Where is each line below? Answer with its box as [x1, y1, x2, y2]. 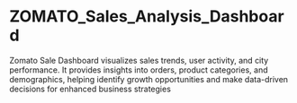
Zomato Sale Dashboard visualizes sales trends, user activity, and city [9, 55, 269, 65]
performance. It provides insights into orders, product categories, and [9, 64, 268, 75]
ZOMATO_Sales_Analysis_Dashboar [9, 6, 285, 27]
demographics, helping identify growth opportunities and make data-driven [9, 73, 289, 84]
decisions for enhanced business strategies [9, 83, 171, 94]
